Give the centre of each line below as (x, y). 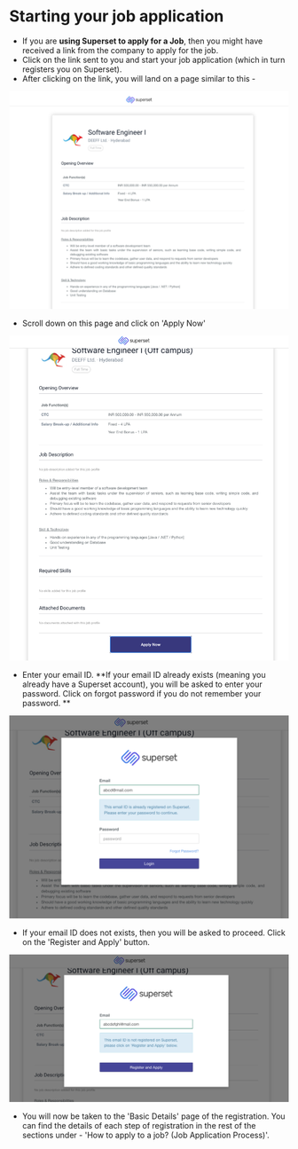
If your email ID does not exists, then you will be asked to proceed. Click (153, 933)
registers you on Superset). (72, 69)
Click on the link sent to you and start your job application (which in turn (153, 59)
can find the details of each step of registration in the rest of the (139, 1125)
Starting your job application (117, 16)
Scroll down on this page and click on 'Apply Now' (114, 323)
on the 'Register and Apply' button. (86, 942)
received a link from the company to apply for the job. (120, 50)
